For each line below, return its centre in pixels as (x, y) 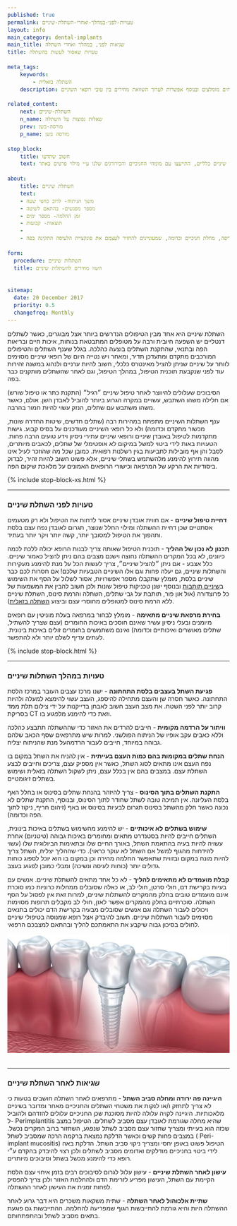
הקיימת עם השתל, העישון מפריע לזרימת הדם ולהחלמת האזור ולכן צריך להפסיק (111, 1179)
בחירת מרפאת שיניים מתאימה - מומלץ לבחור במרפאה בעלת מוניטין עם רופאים (114, 615)
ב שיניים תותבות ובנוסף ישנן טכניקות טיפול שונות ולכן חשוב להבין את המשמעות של (115, 586)
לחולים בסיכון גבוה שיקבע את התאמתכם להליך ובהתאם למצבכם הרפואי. (103, 925)
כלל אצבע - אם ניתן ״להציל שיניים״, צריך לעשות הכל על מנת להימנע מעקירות (110, 563)
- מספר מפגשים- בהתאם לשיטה (58, 208)
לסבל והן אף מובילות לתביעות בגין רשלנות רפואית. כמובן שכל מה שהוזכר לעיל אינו (115, 451)
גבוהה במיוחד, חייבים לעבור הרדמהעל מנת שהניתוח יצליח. (85, 743)
